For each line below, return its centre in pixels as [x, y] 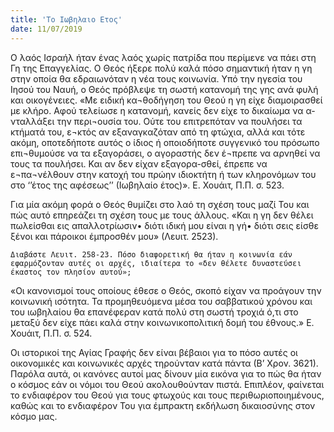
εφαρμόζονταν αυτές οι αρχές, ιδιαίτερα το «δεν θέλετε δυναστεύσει [156, 263]
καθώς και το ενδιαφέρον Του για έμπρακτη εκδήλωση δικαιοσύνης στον [163, 405]
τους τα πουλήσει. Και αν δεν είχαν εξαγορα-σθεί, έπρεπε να [139, 163]
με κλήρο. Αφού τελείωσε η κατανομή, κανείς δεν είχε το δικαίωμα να [157, 110]
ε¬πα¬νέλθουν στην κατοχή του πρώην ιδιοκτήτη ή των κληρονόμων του [163, 174]
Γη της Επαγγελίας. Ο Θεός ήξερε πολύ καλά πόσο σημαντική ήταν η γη [161, 68]
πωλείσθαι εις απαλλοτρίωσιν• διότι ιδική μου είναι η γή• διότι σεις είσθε [164, 225]
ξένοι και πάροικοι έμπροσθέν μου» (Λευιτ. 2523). [114, 236]
